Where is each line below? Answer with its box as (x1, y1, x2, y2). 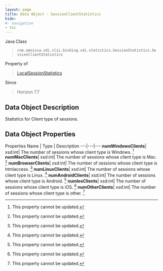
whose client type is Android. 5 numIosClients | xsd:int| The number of (5, 177, 146, 184)
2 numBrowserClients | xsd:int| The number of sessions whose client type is (5, 159, 158, 166)
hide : (5, 16, 16, 21)
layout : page (5, 7, 32, 12)
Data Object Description (5, 103, 79, 111)
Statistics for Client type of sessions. (5, 116, 79, 122)
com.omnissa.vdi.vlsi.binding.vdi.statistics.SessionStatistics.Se (16, 48, 156, 53)
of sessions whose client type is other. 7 (5, 189, 85, 196)
